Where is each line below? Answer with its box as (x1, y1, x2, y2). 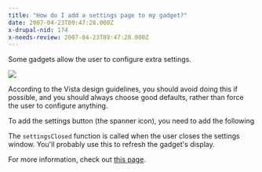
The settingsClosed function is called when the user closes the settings (8, 131, 241, 141)
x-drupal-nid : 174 (8, 26, 68, 34)
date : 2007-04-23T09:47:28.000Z (8, 19, 114, 27)
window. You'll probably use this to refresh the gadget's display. (8, 140, 216, 149)
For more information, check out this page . (8, 155, 147, 164)
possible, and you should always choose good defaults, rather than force (8, 93, 245, 102)
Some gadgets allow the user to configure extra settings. (8, 55, 192, 64)
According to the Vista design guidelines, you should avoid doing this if (8, 84, 238, 94)
